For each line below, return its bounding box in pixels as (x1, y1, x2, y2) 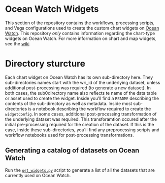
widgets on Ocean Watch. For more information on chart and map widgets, (5, 36, 157, 41)
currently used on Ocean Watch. (5, 172, 71, 178)
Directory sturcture (5, 58, 85, 70)
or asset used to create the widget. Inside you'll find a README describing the (5, 95, 159, 101)
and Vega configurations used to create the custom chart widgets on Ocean (5, 25, 159, 31)
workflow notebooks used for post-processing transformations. (5, 132, 134, 138)
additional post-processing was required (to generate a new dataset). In (5, 85, 151, 91)
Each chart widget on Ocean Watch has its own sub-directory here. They (5, 74, 153, 80)
